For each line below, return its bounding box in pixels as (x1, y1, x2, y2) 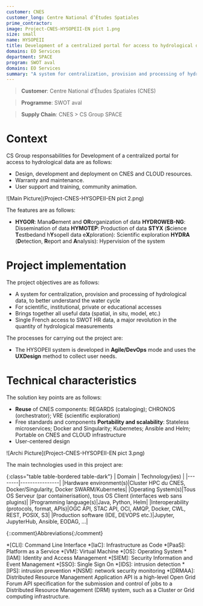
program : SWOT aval (6, 59, 56, 65)
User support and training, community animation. (14, 183, 138, 191)
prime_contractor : (6, 20, 53, 26)
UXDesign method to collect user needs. (14, 352, 117, 360)
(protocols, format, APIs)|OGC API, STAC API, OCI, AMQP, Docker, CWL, (6, 505, 186, 512)
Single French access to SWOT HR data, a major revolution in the (14, 316, 177, 324)
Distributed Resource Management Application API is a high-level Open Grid (6, 573, 196, 581)
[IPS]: (6, 567, 20, 575)
